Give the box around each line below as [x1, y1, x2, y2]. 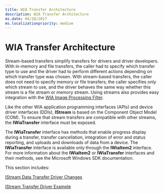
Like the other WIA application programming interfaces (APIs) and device [5, 104, 153, 110]
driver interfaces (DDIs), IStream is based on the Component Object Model [5, 109, 157, 115]
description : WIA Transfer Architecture [5, 12, 89, 17]
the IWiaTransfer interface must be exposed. [5, 120, 97, 125]
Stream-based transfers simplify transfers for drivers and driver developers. [5, 58, 159, 64]
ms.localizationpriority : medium [5, 21, 74, 26]
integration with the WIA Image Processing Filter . [5, 95, 104, 100]
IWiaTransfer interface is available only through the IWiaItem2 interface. [5, 145, 153, 151]
